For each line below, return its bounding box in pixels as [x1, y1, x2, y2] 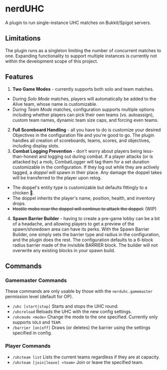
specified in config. [12, 330, 52, 336]
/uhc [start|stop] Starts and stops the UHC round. [12, 303, 119, 309]
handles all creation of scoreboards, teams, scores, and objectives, [12, 137, 151, 143]
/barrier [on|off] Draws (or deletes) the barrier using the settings [12, 324, 151, 331]
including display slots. [12, 142, 60, 148]
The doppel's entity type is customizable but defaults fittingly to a [12, 184, 148, 191]
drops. [12, 200, 26, 206]
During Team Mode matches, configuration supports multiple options [12, 106, 155, 112]
